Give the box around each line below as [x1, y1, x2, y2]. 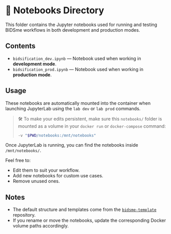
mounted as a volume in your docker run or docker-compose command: [17, 123, 166, 129]
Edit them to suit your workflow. [12, 167, 80, 173]
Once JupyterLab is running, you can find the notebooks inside [5, 142, 138, 148]
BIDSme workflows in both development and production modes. [5, 27, 140, 33]
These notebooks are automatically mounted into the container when [5, 100, 151, 106]
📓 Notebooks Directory [5, 5, 104, 16]
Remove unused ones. [12, 178, 60, 184]
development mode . [12, 61, 57, 67]
